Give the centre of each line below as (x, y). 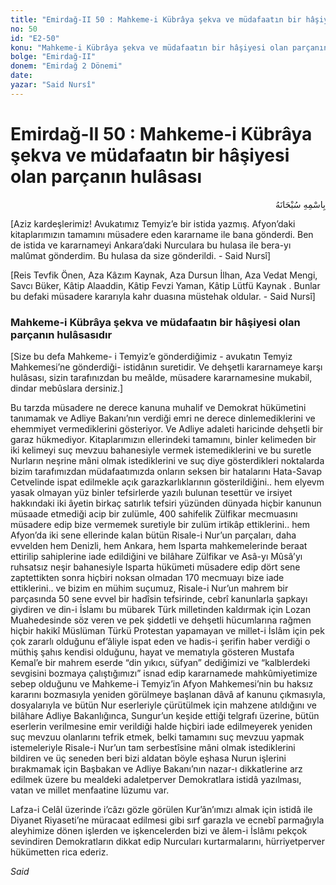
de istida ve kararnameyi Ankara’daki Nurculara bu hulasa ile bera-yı (151, 245)
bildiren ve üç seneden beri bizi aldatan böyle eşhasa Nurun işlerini (148, 758)
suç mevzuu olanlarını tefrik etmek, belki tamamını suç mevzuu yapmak (157, 737)
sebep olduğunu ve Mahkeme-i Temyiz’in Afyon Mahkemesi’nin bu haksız (162, 683)
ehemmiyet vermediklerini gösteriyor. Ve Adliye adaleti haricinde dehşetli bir (167, 428)
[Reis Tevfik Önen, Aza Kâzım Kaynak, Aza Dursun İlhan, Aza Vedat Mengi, (164, 275)
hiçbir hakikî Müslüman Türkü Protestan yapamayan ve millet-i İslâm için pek (167, 630)
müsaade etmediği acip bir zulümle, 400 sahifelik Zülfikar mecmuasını (154, 513)
